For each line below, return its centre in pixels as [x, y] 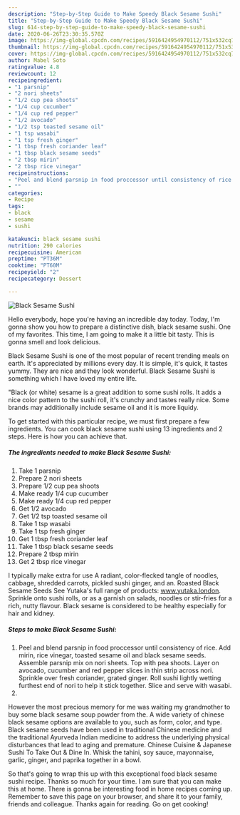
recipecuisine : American [45, 252]
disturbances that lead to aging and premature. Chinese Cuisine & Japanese [120, 744]
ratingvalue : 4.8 [34, 67]
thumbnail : [24, 47]
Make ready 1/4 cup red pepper [64, 501]
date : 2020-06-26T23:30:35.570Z [56, 34]
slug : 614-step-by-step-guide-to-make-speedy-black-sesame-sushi [107, 27]
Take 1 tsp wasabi [44, 523]
